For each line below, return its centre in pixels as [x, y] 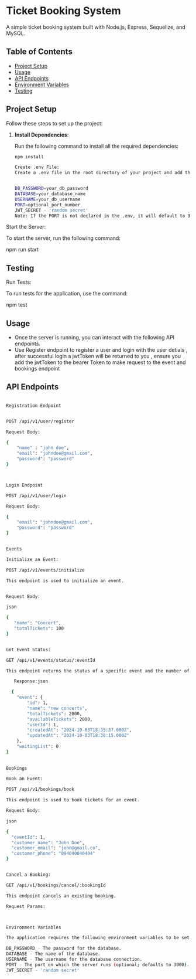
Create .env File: [37, 167]
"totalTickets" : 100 [39, 628]
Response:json [31, 681]
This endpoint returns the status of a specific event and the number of [98, 671]
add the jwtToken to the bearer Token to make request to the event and [100, 362]
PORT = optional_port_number [47, 205]
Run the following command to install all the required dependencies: [97, 146]
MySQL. [16, 33]
